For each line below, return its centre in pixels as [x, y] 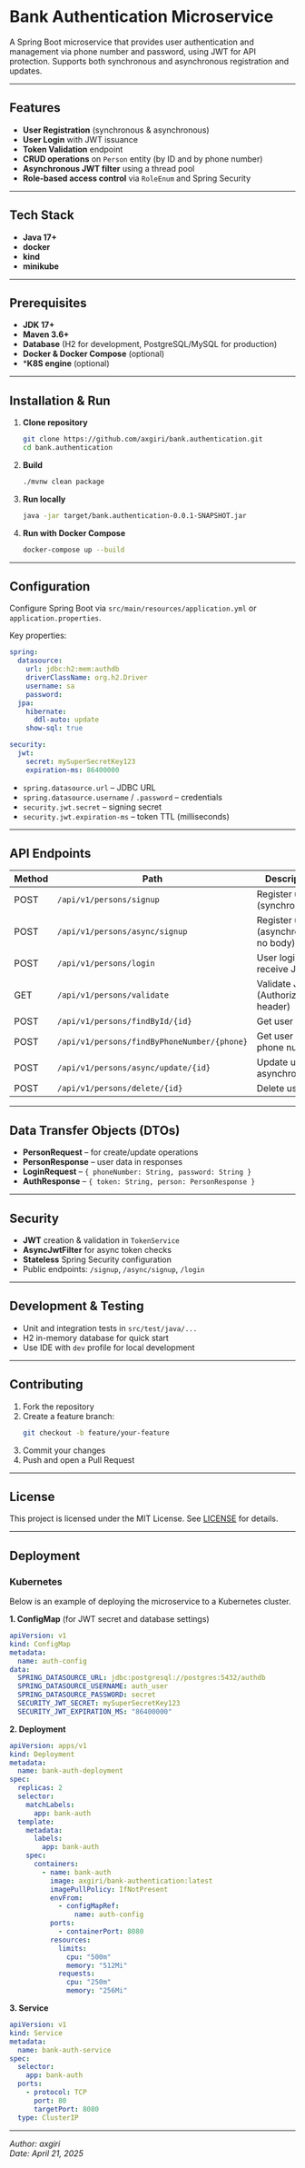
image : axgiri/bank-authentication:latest [131, 1881]
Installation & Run [60, 400]
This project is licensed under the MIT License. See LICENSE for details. [144, 1518]
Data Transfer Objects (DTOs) [95, 1130]
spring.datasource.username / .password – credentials [122, 797]
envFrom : [66, 1898]
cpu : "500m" [89, 1957]
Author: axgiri [35, 2143]
